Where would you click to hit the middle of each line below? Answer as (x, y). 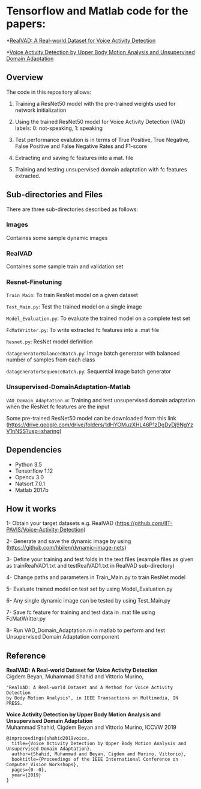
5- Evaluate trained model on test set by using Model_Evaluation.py (89, 589)
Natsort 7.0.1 (30, 484)
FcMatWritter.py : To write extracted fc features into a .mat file (83, 330)
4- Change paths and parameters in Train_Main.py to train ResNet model (96, 577)
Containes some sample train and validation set (65, 266)
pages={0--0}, (29, 770)
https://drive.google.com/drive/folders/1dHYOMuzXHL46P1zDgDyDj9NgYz (101, 425)
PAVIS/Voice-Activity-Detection (45, 530)
